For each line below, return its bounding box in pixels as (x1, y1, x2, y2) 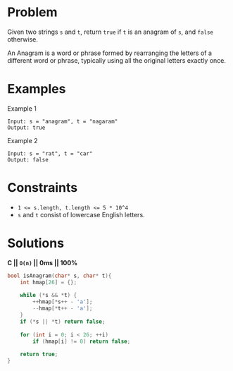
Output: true (7, 124, 46, 131)
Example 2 (7, 136, 38, 145)
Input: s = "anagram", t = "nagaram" (7, 118, 118, 125)
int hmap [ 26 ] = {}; (20, 279, 77, 286)
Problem (7, 4, 58, 20)
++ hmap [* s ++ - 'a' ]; (32, 298, 93, 305)
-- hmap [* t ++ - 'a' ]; (32, 305, 93, 312)
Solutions (7, 236, 65, 251)
